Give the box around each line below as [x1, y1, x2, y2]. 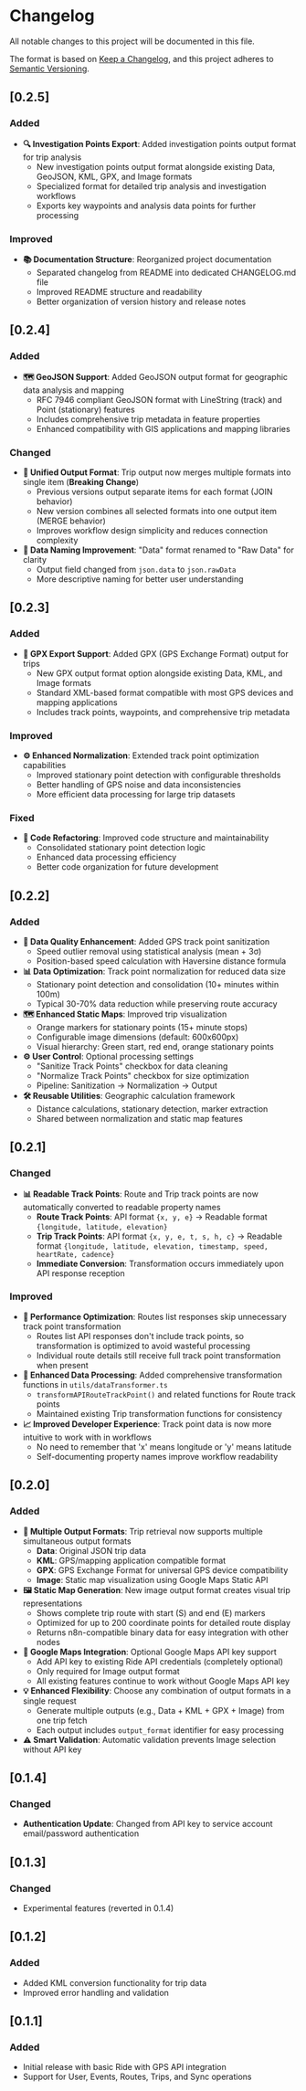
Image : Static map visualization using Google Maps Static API [36, 1574, 269, 1585]
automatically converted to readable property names [22, 1201, 221, 1212]
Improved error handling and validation [22, 1987, 169, 1998]
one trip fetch [36, 1715, 88, 1726]
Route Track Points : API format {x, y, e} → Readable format [36, 1211, 268, 1222]
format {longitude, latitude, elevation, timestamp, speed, [36, 1240, 269, 1251]
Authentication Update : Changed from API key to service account [22, 1819, 273, 1830]
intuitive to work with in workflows [22, 1431, 153, 1442]
